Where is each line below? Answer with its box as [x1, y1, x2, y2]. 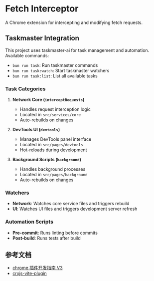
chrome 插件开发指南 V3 [12, 265, 63, 271]
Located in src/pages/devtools [19, 142, 83, 148]
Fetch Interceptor [5, 3, 79, 14]
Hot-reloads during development [19, 147, 87, 153]
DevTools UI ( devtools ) [12, 127, 60, 133]
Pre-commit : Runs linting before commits [12, 230, 98, 236]
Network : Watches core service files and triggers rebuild [12, 201, 130, 207]
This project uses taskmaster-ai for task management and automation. [5, 47, 150, 53]
